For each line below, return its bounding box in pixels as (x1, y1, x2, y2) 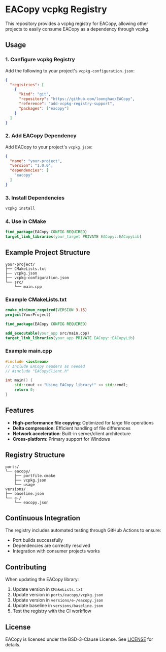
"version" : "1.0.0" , (10, 163, 53, 168)
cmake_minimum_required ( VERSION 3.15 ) (5, 308, 87, 313)
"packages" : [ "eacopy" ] (18, 106, 70, 111)
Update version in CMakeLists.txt (12, 586, 83, 592)
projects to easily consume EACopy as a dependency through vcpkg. (5, 26, 150, 32)
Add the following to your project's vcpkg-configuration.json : (5, 67, 135, 73)
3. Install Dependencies (5, 194, 65, 201)
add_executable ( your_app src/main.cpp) (5, 331, 90, 336)
